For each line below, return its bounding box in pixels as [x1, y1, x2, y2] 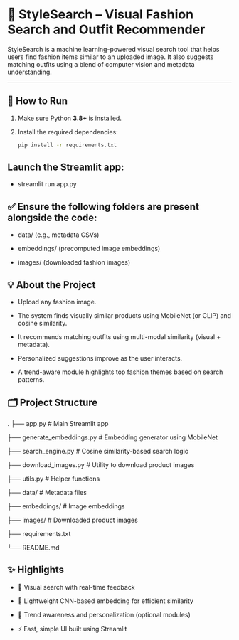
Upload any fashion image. [17, 298, 97, 306]
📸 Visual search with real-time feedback [17, 582, 135, 591]
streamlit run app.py [17, 180, 77, 188]
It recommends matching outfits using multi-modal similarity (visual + [17, 333, 221, 341]
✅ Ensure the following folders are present [7, 201, 199, 213]
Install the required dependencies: [17, 127, 119, 136]
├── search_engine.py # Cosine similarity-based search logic [7, 447, 188, 455]
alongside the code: [7, 211, 97, 223]
